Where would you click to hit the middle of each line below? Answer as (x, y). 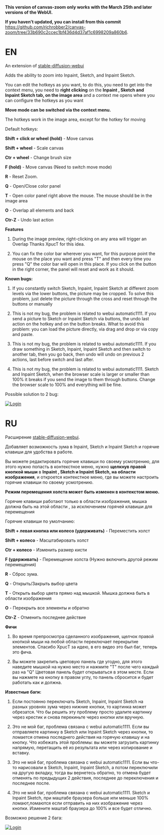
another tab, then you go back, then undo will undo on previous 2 (78, 354)
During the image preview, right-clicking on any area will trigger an (79, 239)
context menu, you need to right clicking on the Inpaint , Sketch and (75, 90)
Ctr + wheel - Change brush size (38, 157)
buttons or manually (32, 304)
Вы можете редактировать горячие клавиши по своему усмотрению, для (82, 461)
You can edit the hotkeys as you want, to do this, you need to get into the (79, 84)
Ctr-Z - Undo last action (29, 220)
